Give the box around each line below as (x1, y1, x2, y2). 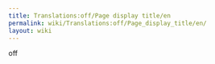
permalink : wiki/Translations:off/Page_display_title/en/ (8, 19, 207, 27)
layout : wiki (8, 26, 52, 34)
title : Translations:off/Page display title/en (8, 11, 172, 20)
